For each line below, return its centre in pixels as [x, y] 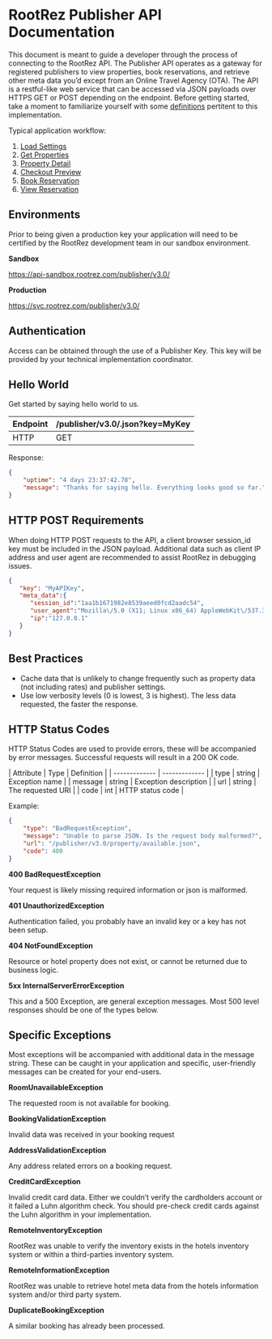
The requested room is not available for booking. [89, 1103]
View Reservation [49, 189]
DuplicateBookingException [56, 1311]
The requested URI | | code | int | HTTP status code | [96, 791]
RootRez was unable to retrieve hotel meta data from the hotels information [134, 1286]
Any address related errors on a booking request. [90, 1166]
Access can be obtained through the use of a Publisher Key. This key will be [135, 351]
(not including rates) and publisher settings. [93, 687]
